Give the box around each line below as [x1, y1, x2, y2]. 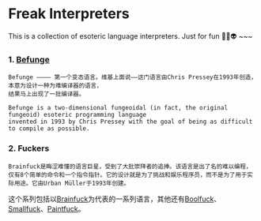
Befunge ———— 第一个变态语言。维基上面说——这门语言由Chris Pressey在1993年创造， [8, 73, 257, 81]
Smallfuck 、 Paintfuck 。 [8, 204, 85, 213]
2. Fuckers [8, 143, 50, 154]
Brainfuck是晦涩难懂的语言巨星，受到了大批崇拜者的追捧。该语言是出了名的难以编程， [8, 163, 252, 170]
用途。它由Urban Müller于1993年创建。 [13, 179, 130, 187]
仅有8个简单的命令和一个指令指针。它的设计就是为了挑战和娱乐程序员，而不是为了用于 [8, 170, 248, 178]
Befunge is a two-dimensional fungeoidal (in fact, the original [8, 104, 228, 112]
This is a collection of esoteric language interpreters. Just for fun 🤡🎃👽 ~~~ [8, 31, 253, 40]
